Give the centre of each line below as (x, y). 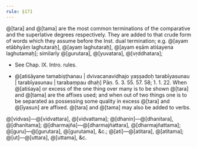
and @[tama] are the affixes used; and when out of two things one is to (101, 95)
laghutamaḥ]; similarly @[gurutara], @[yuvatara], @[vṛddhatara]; (84, 53)
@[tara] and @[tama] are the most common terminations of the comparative (98, 28)
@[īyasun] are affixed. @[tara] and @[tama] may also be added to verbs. (103, 107)
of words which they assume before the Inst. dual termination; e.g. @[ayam (97, 41)
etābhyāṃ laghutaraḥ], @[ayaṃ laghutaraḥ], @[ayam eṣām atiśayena (90, 47)
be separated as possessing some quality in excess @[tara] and (92, 101)
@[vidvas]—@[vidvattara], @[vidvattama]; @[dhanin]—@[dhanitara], (90, 119)
